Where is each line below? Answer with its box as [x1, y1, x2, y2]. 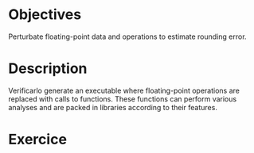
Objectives [8, 6, 82, 24]
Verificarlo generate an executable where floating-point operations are [8, 86, 240, 95]
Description [8, 59, 88, 78]
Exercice [8, 131, 68, 148]
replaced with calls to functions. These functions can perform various [8, 94, 237, 104]
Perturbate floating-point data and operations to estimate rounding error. [8, 32, 247, 41]
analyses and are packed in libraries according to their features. [8, 102, 217, 112]
